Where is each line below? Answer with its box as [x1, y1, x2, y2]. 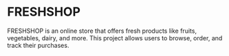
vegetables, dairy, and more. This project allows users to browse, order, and [7, 33, 223, 42]
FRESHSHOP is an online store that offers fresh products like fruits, [7, 27, 197, 35]
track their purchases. [7, 41, 69, 49]
